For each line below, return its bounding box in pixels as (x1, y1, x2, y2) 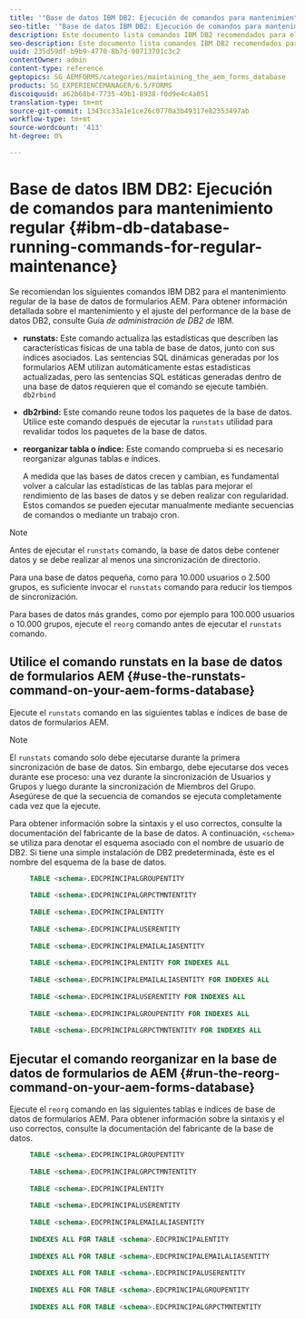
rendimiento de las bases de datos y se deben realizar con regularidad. (22, 490, 289, 501)
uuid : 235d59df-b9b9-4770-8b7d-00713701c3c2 (9, 47, 181, 56)
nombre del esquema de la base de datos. (9, 856, 167, 867)
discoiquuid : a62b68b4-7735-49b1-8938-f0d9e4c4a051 (9, 89, 209, 98)
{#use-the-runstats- (126, 669, 247, 684)
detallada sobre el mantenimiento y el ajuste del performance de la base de (9, 305, 291, 316)
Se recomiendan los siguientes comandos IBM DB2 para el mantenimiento (9, 285, 286, 296)
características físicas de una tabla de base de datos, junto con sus (22, 342, 275, 353)
